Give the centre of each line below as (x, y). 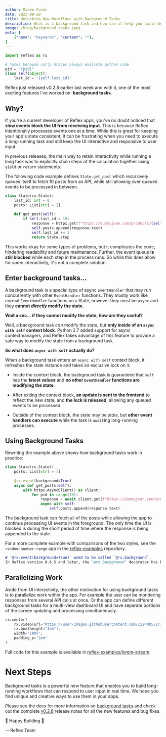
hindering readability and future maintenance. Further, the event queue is (80, 252)
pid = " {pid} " (20, 69)
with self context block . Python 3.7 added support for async (68, 330)
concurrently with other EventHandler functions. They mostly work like (77, 295)
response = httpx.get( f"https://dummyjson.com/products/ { (92, 224)
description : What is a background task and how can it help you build (80, 23)
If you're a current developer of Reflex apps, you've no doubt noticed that (80, 120)
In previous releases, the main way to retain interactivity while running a (78, 156)
